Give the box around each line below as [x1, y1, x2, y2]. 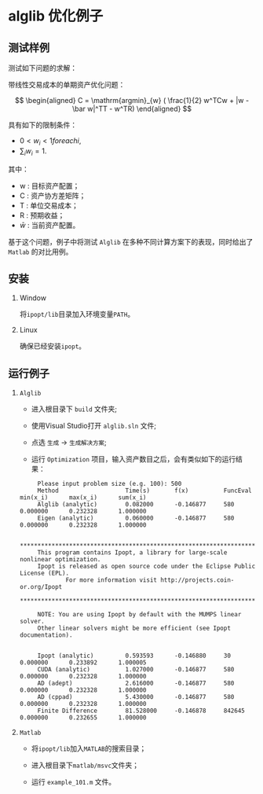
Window [19, 293, 47, 303]
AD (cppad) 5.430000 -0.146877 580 [37, 693, 235, 701]
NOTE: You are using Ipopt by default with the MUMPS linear [37, 611, 242, 619]
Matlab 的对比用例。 [8, 247, 73, 256]
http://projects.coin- [160, 576, 235, 584]
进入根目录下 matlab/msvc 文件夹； [31, 760, 140, 770]
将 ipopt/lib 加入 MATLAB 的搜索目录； [31, 744, 147, 753]
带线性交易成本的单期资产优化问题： [8, 80, 126, 89]
